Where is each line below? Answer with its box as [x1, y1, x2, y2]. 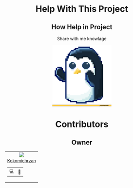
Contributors [55, 119, 109, 130]
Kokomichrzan [7, 157, 37, 164]
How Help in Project [51, 23, 113, 31]
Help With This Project [36, 3, 128, 15]
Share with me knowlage [57, 36, 107, 41]
